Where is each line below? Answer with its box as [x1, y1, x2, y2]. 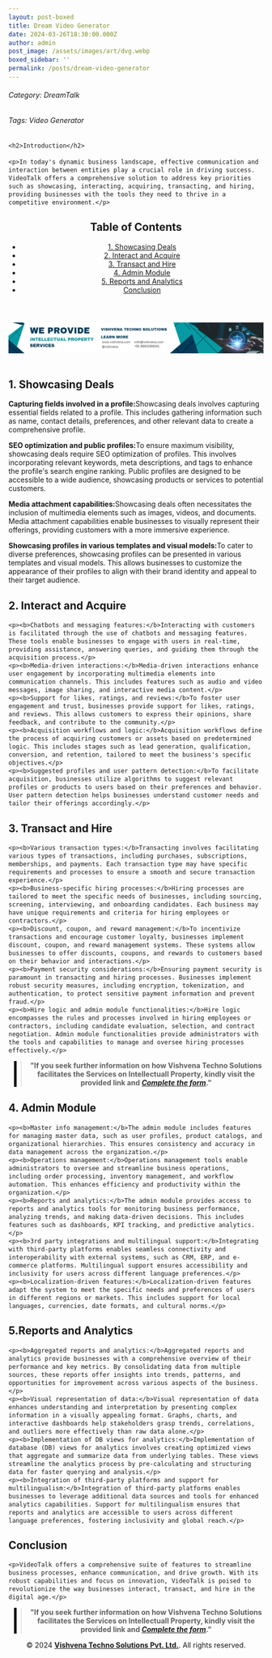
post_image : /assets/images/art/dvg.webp [8, 47, 151, 56]
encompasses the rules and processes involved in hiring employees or [8, 1013, 252, 1022]
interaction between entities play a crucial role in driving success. [8, 166, 255, 174]
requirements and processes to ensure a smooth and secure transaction [8, 867, 255, 876]
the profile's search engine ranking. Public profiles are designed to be [8, 467, 241, 476]
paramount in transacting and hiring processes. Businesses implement [8, 973, 252, 982]
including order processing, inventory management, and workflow [8, 1172, 233, 1180]
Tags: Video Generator [8, 116, 85, 126]
